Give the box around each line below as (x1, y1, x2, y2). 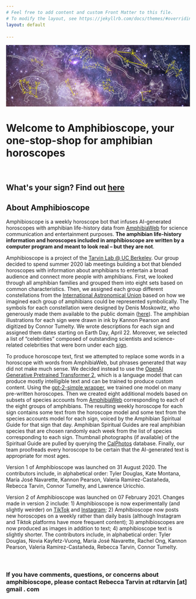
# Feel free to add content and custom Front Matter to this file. (6, 9, 174, 15)
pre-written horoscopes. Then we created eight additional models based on (6, 390, 188, 398)
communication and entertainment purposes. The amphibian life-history (6, 231, 182, 238)
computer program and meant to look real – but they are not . (6, 243, 155, 250)
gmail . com (6, 586, 40, 594)
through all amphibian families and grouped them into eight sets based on (6, 279, 183, 286)
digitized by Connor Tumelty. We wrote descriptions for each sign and (6, 323, 174, 330)
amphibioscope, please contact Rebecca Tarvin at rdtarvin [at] (6, 578, 188, 586)
